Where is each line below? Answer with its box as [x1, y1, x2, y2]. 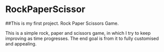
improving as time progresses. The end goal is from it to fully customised [5, 35, 159, 41]
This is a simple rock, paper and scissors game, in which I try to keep [5, 30, 151, 36]
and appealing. [5, 40, 37, 46]
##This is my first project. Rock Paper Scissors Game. [5, 20, 119, 26]
